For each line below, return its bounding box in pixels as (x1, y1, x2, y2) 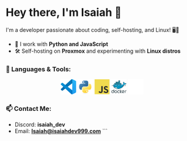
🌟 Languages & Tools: (5, 64, 71, 73)
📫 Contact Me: (5, 104, 52, 113)
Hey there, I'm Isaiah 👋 (5, 6, 122, 20)
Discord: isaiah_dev (14, 121, 65, 128)
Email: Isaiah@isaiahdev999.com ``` (14, 127, 108, 134)
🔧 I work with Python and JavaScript (14, 40, 108, 48)
